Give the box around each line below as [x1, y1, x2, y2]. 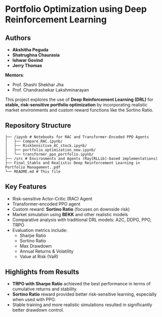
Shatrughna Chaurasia [12, 52, 60, 58]
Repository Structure [5, 121, 72, 130]
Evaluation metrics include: [12, 227, 68, 233]
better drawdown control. [12, 307, 64, 313]
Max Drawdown [19, 243, 52, 249]
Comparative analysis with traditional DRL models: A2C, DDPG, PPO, [12, 217, 152, 223]
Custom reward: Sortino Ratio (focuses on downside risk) [12, 206, 130, 212]
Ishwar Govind [12, 57, 43, 63]
